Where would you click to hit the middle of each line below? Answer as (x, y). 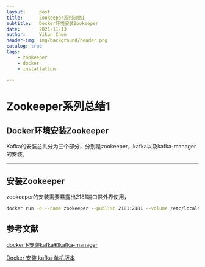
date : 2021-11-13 (37, 29)
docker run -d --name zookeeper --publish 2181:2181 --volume (87, 208)
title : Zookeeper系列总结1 (46, 18)
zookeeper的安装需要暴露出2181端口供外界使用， (68, 197)
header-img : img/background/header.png (57, 40)
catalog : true (24, 46)
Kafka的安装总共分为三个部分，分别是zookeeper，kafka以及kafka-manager (101, 147)
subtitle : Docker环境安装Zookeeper (52, 23)
